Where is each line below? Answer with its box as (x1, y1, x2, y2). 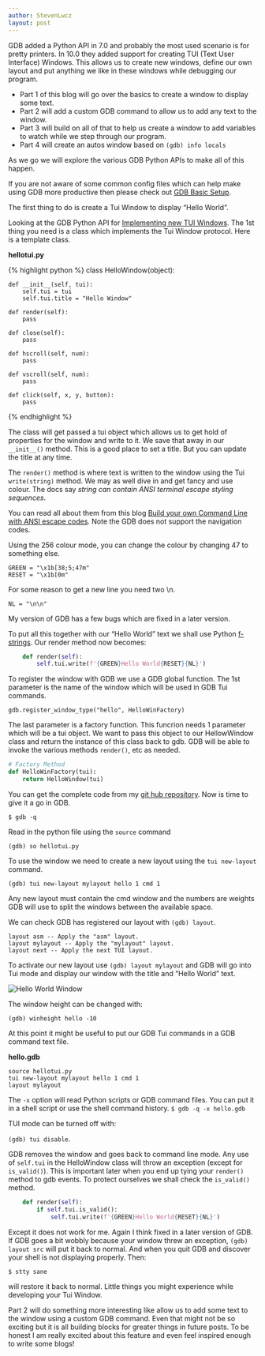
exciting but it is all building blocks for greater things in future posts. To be (8, 1322, 250, 1332)
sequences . (8, 493, 47, 502)
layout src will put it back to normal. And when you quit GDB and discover (8, 1244, 251, 1253)
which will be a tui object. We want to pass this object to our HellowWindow (8, 728, 254, 738)
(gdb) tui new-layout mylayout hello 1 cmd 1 (8, 880, 160, 888)
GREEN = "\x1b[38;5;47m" (8, 564, 90, 572)
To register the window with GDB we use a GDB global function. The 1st (8, 674, 241, 684)
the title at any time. (8, 452, 73, 462)
